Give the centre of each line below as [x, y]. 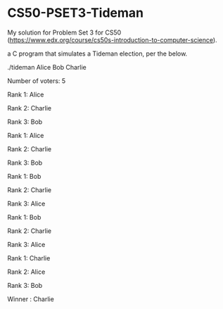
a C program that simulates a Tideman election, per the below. [97, 53]
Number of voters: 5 [37, 81]
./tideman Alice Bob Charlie [47, 67]
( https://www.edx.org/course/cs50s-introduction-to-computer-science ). [112, 39]
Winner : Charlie [31, 299]
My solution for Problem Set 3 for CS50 [64, 32]
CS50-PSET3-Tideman [76, 13]
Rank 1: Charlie [29, 258]
